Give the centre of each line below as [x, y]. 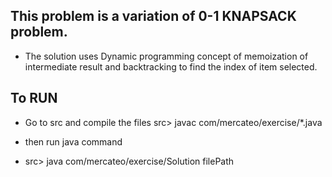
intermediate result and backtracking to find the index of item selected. [171, 66]
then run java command [73, 141]
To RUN [34, 98]
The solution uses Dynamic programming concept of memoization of [166, 56]
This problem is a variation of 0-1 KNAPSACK [153, 16]
